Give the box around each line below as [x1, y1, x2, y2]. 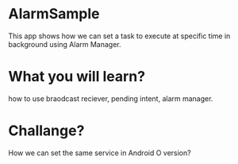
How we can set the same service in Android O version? [8, 148, 192, 158]
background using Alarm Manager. [8, 39, 121, 49]
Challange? [8, 122, 85, 140]
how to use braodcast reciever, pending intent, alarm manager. [8, 93, 213, 103]
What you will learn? [8, 68, 145, 86]
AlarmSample [8, 5, 100, 23]
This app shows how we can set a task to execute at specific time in [8, 31, 231, 41]
